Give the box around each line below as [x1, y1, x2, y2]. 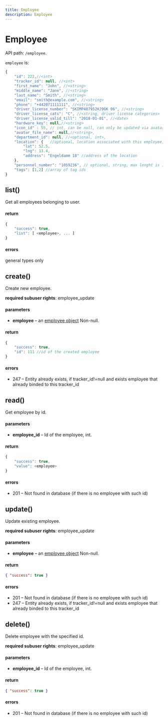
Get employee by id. [5, 409, 46, 416]
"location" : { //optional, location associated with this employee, [14, 139, 164, 144]
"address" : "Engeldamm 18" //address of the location [23, 153, 137, 158]
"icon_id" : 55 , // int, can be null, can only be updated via [14, 125, 149, 130]
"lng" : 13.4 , [23, 149, 50, 154]
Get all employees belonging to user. [5, 199, 81, 205]
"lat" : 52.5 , [23, 144, 50, 149]
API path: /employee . [5, 50, 47, 56]
